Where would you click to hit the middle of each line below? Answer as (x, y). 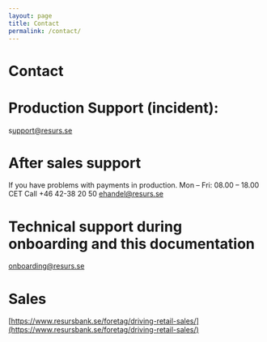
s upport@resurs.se (40, 130)
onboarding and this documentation (131, 244)
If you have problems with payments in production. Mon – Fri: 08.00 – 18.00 (134, 185)
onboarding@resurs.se (47, 266)
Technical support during (95, 226)
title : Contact (34, 23)
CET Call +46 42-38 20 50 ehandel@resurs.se (86, 194)
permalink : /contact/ (45, 31)
